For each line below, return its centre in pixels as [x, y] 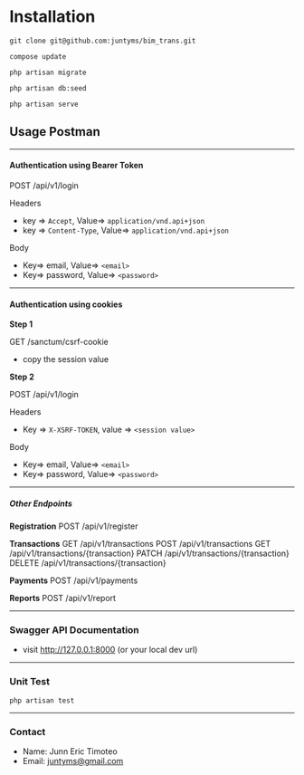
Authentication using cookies [66, 304]
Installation [52, 17]
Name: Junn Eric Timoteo [70, 751]
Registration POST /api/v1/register [74, 526]
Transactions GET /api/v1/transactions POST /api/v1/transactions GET [140, 544]
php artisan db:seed [48, 88]
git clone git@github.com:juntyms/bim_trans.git [103, 41]
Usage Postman [55, 132]
